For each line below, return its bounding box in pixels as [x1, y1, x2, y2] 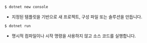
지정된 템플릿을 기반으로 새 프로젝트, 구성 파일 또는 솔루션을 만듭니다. [11, 14, 143, 19]
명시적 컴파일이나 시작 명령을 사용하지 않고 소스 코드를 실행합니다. [11, 33, 136, 39]
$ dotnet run [4, 23, 31, 29]
